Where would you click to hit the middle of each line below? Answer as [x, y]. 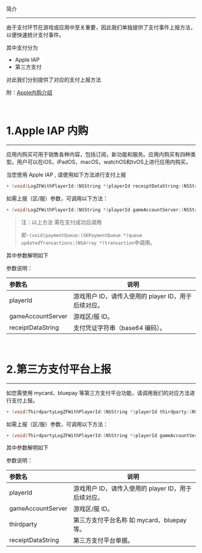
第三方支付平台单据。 [103, 540]
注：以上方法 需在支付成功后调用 [61, 222]
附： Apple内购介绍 [29, 93]
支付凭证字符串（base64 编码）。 [120, 327]
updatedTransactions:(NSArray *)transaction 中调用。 [88, 242]
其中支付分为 [22, 48]
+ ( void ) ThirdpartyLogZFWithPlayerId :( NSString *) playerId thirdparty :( [99, 412]
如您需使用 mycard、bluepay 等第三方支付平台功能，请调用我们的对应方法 [98, 393]
